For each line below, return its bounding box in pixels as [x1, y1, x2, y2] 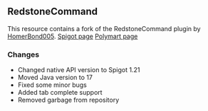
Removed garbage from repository [17, 95, 120, 105]
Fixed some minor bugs [17, 81, 87, 89]
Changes [7, 49, 40, 59]
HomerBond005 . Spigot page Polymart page [7, 32, 138, 40]
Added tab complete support [17, 88, 103, 97]
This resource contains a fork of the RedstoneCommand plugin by [7, 24, 201, 33]
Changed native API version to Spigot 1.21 [17, 66, 140, 74]
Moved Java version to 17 [17, 74, 93, 82]
